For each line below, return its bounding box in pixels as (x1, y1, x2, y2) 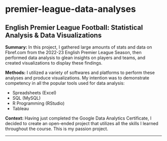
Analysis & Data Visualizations (5, 31, 102, 39)
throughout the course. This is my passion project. (5, 126, 108, 132)
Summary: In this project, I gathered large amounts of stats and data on (5, 44, 153, 50)
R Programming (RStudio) (12, 100, 65, 106)
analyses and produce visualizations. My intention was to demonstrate (5, 75, 150, 80)
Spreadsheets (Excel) (12, 90, 57, 95)
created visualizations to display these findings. (5, 60, 103, 66)
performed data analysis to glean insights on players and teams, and (5, 55, 146, 61)
